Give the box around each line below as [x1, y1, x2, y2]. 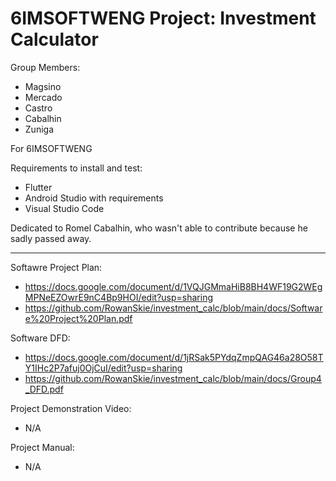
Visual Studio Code [24, 202, 105, 214]
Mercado [24, 91, 63, 103]
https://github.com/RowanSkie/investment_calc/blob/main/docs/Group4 [24, 372, 322, 384]
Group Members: [10, 61, 81, 73]
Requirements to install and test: [10, 162, 143, 174]
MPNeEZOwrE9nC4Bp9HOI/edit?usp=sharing [24, 291, 214, 303]
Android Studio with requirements [24, 192, 164, 204]
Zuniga [24, 123, 54, 135]
